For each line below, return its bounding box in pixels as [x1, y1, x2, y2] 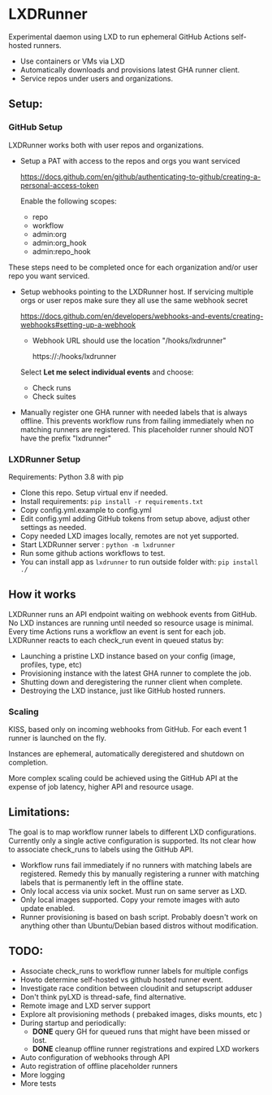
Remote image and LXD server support [19, 1001, 151, 1010]
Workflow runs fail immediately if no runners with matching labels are [19, 860, 253, 869]
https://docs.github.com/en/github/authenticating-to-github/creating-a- [19, 172, 261, 182]
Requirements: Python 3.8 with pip [8, 471, 124, 481]
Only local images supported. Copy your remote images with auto [19, 895, 240, 904]
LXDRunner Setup [8, 453, 81, 465]
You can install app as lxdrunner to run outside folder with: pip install [19, 557, 258, 567]
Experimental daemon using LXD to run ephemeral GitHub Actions [8, 32, 230, 42]
